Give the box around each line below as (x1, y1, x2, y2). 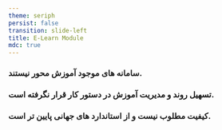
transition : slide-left (8, 26, 88, 34)
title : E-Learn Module (8, 33, 84, 42)
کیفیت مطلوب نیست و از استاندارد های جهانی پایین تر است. (8, 110, 212, 121)
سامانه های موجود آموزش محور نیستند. (8, 68, 142, 79)
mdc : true (8, 41, 42, 49)
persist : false (8, 19, 59, 27)
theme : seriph (8, 11, 56, 20)
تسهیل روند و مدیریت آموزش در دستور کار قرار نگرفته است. (8, 89, 215, 100)
